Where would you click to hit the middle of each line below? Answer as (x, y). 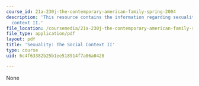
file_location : (25, 28)
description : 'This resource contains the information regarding (88, 17)
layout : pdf (21, 39)
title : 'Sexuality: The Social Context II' (61, 45)
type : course (22, 50)
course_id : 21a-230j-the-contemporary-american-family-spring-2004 (91, 12)
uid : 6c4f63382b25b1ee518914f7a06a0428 (55, 56)
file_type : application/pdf (41, 34)
